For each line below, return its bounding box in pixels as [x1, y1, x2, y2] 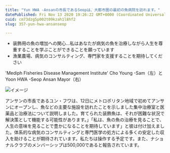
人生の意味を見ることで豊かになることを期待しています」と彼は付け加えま [5, 123, 160, 129]
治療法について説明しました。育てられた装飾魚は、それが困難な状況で [18, 111, 165, 117]
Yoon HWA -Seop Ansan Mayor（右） [5, 76, 84, 82]
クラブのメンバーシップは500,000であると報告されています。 [14, 142, 142, 148]
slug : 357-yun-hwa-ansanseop [5, 21, 67, 27]
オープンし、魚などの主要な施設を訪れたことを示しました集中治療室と [14, 104, 160, 110]
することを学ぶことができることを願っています [17, 46, 115, 53]
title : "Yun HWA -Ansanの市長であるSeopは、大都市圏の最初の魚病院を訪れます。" [5, 7, 160, 13]
